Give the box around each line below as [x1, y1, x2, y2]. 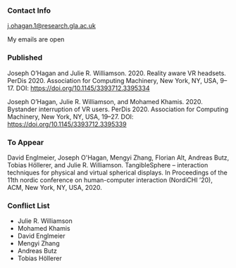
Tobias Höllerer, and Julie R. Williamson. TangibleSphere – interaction [7, 160, 209, 169]
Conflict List [7, 200, 51, 210]
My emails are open [7, 35, 65, 44]
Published [7, 53, 43, 63]
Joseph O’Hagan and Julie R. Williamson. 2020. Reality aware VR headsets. [7, 69, 227, 77]
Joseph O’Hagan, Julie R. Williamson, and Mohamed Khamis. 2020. [7, 97, 203, 106]
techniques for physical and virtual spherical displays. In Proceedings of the [7, 168, 228, 177]
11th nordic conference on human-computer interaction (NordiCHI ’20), [7, 175, 213, 184]
